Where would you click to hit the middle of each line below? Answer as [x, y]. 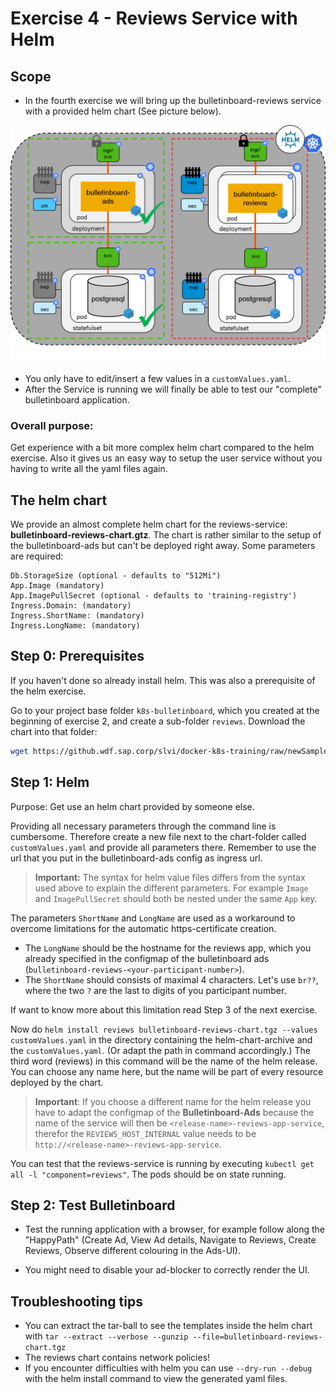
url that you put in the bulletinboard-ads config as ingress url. [136, 858]
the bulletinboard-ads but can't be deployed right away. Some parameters [163, 546]
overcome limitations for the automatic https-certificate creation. [143, 928]
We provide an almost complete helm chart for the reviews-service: [149, 524]
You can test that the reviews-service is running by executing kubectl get [162, 1163]
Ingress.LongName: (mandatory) [75, 626]
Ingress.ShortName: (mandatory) [77, 616]
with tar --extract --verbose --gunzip [106, 1336]
